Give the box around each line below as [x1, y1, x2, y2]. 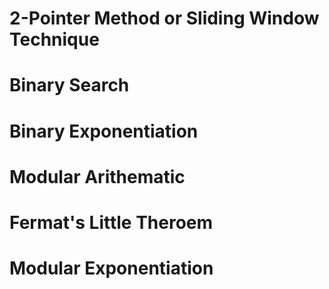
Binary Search [9, 74, 130, 97]
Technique [9, 28, 100, 51]
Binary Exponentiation [9, 120, 199, 142]
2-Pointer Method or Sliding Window [9, 7, 320, 30]
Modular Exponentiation [9, 257, 214, 280]
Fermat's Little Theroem [9, 211, 214, 234]
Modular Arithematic [9, 165, 186, 188]
